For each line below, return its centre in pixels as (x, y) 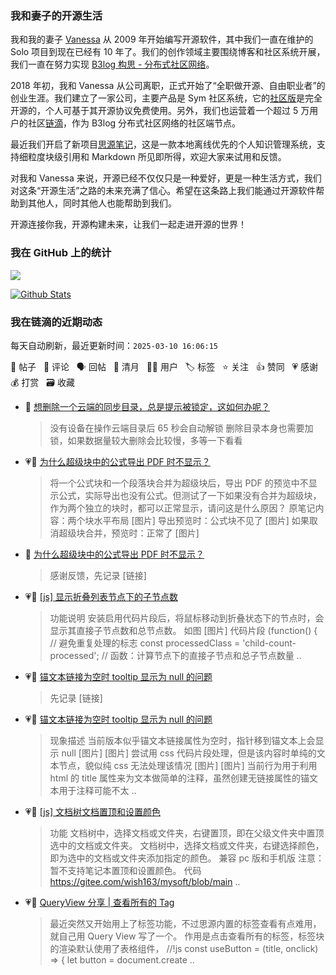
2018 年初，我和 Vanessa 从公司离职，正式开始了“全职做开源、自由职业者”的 (168, 86)
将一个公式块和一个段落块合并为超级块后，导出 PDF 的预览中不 (179, 483)
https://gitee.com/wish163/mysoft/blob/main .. (145, 881)
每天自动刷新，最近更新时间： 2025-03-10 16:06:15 (114, 345)
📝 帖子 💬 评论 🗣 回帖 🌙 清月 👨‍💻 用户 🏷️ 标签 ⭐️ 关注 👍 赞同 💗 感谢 (164, 366)
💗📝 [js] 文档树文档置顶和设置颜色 (92, 811)
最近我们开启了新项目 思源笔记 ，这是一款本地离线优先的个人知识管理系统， (163, 144)
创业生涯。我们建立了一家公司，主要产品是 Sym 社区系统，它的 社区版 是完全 (166, 98)
